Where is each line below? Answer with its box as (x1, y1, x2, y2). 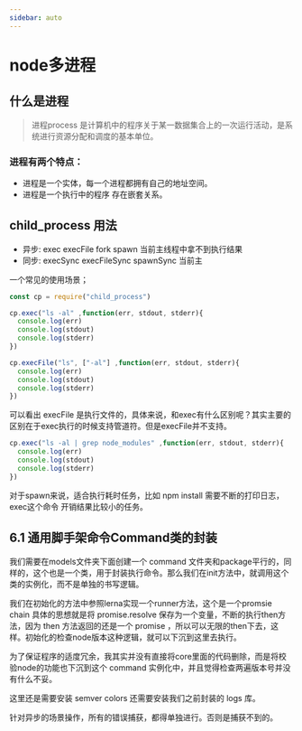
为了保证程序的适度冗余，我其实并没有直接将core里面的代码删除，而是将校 (9, 651, 287, 661)
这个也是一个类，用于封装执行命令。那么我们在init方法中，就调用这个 (32, 567, 289, 578)
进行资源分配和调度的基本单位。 (39, 130, 159, 141)
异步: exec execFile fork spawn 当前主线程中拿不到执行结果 (22, 243, 243, 254)
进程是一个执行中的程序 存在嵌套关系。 (22, 189, 168, 200)
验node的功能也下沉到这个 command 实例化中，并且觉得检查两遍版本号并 (9, 661, 283, 673)
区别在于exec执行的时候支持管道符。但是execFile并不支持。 (9, 421, 232, 432)
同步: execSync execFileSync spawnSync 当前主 (22, 255, 203, 266)
